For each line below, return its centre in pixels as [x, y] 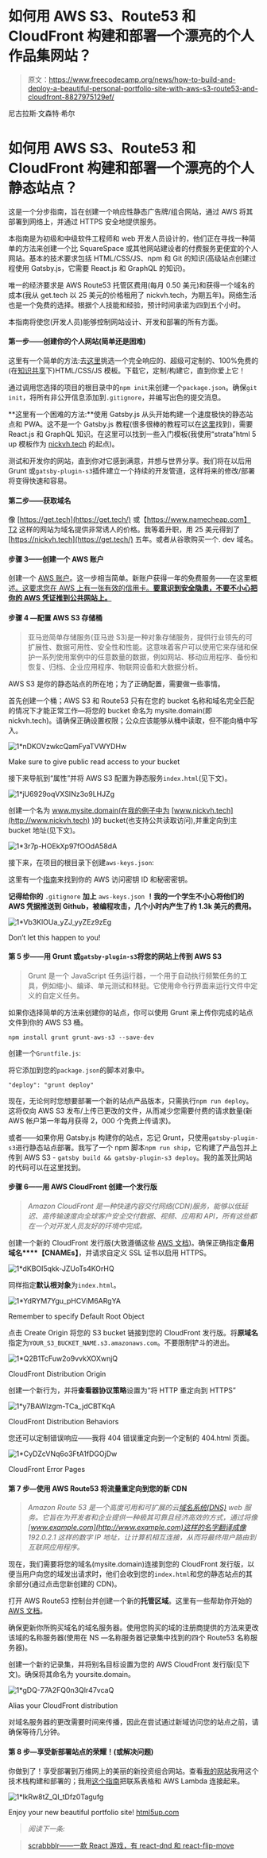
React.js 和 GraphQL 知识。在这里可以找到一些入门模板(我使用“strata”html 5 [132, 435]
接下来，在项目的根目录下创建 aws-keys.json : [81, 862]
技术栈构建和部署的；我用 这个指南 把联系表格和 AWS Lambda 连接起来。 [126, 1781]
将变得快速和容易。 [40, 481]
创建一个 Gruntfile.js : [44, 1053]
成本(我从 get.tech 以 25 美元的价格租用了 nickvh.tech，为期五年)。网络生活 [132, 295]
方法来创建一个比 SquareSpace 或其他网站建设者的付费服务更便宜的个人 [140, 248]
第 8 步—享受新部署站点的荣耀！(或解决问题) [81, 1752]
